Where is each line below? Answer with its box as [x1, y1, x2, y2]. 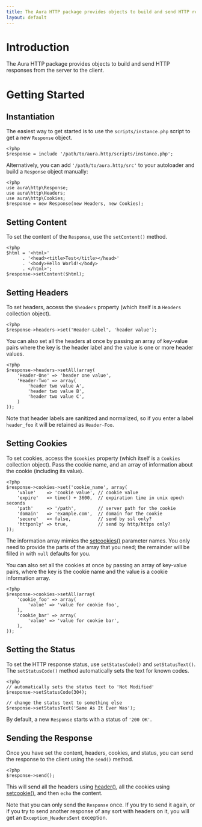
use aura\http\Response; [6, 185, 69, 191]
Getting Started [6, 88, 85, 101]
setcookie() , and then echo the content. [6, 789, 103, 796]
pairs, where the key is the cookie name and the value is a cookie [6, 568, 168, 575]
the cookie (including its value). [6, 467, 84, 474]
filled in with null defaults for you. [6, 550, 91, 557]
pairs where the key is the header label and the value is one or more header [6, 344, 194, 351]
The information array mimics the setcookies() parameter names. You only [6, 537, 191, 544]
